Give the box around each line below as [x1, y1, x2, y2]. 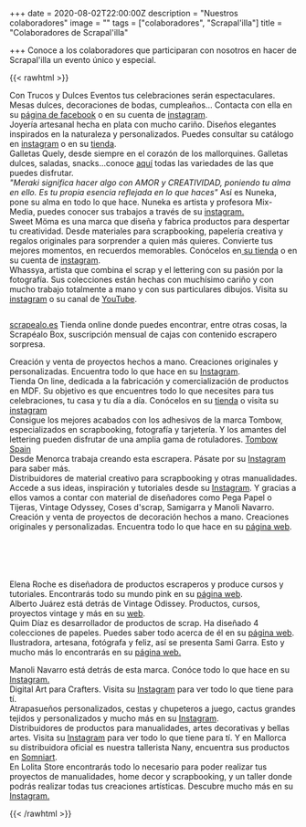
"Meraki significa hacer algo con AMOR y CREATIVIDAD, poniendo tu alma [9, 177, 291, 188]
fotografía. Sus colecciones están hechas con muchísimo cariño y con [9, 274, 274, 285]
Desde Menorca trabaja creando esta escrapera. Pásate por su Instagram [9, 454, 286, 464]
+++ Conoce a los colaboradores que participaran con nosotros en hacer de [9, 45, 297, 56]
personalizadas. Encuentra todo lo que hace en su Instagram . [9, 366, 240, 377]
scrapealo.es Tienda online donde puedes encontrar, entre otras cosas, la [9, 319, 288, 330]
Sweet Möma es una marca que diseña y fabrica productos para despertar [9, 216, 290, 226]
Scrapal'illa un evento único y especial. [9, 55, 157, 65]
